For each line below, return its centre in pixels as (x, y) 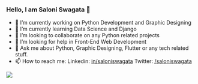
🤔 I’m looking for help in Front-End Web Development (81, 42)
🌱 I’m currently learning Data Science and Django (76, 29)
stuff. (21, 55)
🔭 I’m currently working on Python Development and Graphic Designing (103, 23)
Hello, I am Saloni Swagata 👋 (48, 10)
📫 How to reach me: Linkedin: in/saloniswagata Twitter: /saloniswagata (103, 61)
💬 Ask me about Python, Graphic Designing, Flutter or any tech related (102, 48)
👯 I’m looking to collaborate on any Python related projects (87, 35)
